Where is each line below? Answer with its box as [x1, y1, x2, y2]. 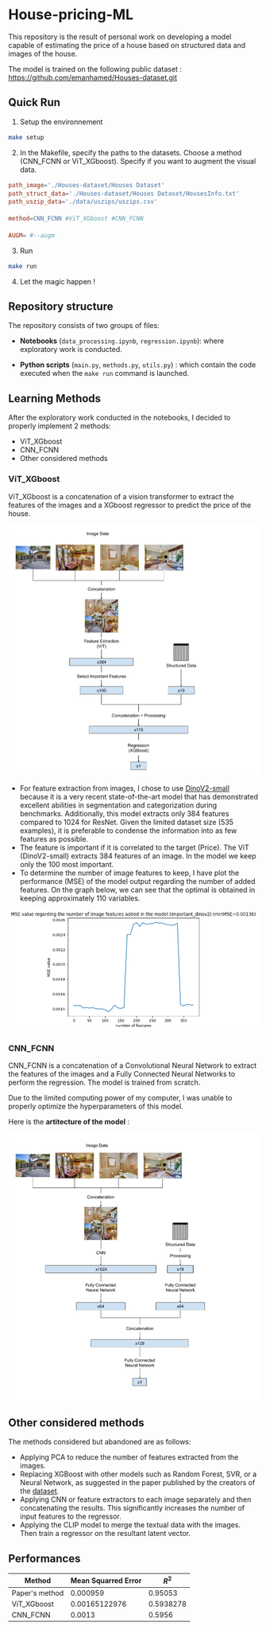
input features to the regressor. [19, 1511, 121, 1522]
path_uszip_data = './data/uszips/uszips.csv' [8, 197, 158, 206]
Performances [8, 1551, 81, 1566]
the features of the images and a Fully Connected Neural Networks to [8, 1069, 236, 1078]
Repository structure [8, 300, 114, 314]
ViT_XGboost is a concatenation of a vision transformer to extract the [8, 491, 234, 501]
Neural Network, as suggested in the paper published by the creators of [19, 1478, 256, 1487]
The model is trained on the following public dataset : [8, 64, 183, 73]
